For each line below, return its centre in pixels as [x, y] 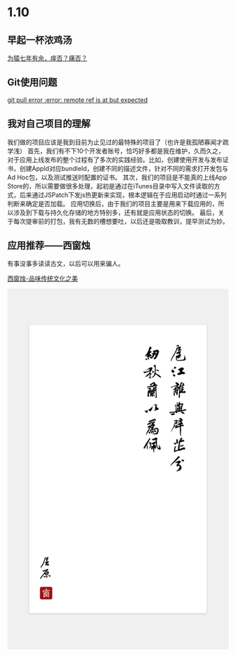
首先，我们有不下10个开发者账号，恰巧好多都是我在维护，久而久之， [126, 151]
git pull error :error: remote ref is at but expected [78, 100]
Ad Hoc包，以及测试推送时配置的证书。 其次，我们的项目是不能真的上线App [117, 177]
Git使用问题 [32, 83]
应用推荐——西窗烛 [49, 246]
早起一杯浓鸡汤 [40, 40]
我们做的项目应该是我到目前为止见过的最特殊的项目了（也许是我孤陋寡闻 [112, 142]
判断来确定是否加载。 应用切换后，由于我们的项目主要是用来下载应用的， [113, 203]
